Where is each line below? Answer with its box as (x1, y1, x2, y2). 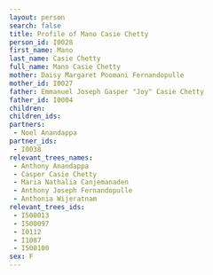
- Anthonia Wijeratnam (12, 194, 98, 204)
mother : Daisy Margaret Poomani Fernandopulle (9, 71, 185, 80)
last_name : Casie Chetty (9, 54, 101, 63)
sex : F (9, 252, 34, 262)
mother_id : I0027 (9, 79, 74, 88)
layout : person (9, 12, 66, 22)
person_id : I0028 (9, 37, 74, 47)
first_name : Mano (9, 46, 74, 55)
